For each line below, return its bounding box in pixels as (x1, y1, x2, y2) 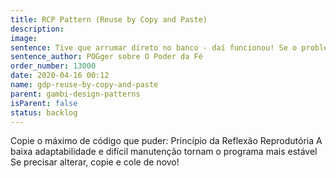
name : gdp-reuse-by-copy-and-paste (10, 80, 159, 90)
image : (10, 33, 38, 43)
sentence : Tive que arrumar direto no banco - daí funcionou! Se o (10, 42, 298, 53)
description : (10, 24, 65, 34)
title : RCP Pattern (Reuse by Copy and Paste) (10, 14, 208, 25)
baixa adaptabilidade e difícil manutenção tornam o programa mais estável (10, 146, 318, 158)
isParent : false (10, 98, 78, 108)
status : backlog (10, 107, 78, 118)
